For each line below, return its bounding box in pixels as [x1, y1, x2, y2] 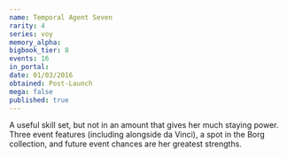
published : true [9, 95, 69, 105]
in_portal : [9, 63, 50, 72]
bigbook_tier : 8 [9, 46, 69, 55]
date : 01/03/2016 [9, 71, 74, 80]
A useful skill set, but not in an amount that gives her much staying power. [9, 120, 279, 130]
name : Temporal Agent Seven [9, 12, 113, 22]
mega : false [9, 87, 53, 96]
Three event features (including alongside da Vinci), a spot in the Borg [9, 130, 266, 140]
